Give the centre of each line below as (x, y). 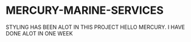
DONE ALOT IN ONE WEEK (40, 33)
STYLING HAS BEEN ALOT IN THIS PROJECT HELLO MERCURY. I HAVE (95, 27)
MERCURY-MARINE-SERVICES (85, 10)
